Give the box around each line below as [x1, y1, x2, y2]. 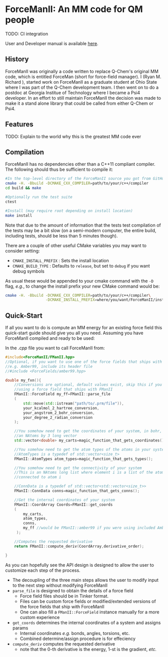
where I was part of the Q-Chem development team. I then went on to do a [5, 84, 159, 90]
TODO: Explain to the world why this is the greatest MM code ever [5, 133, 141, 139]
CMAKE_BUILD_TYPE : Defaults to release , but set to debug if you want [12, 263, 150, 269]
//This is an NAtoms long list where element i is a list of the [14, 470, 153, 475]
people [5, 14, 35, 26]
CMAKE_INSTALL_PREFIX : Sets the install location [12, 257, 109, 264]
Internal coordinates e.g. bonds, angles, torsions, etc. [19, 630, 130, 636]
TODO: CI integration [5, 31, 48, 37]
